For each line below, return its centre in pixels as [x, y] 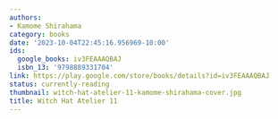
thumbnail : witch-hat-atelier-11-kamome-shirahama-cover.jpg [126, 92]
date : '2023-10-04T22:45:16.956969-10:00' [89, 42]
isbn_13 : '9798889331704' [66, 68]
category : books [39, 34]
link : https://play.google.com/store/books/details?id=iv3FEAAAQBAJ [139, 76]
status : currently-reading [59, 84]
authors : [25, 17]
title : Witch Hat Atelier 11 [63, 101]
